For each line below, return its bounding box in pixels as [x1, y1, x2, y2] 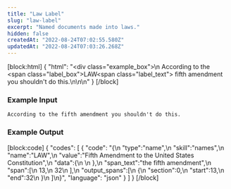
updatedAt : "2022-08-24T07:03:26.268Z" [7, 43, 125, 50]
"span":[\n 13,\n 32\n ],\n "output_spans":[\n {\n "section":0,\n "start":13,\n [7, 166, 225, 174]
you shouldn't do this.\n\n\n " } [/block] [7, 78, 119, 85]
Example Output [7, 128, 64, 138]
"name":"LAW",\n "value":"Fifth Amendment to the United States [7, 151, 194, 159]
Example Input [7, 94, 58, 104]
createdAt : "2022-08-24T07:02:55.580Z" [7, 37, 125, 44]
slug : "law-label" [7, 17, 61, 24]
